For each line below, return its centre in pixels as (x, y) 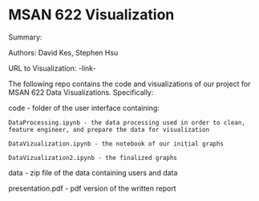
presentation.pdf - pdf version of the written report (92, 188)
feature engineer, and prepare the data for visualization (109, 129)
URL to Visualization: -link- (52, 68)
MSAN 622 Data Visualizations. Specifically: (81, 92)
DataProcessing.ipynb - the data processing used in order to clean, (127, 122)
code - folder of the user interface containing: (84, 108)
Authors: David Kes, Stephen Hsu (63, 52)
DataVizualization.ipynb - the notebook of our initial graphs (116, 144)
